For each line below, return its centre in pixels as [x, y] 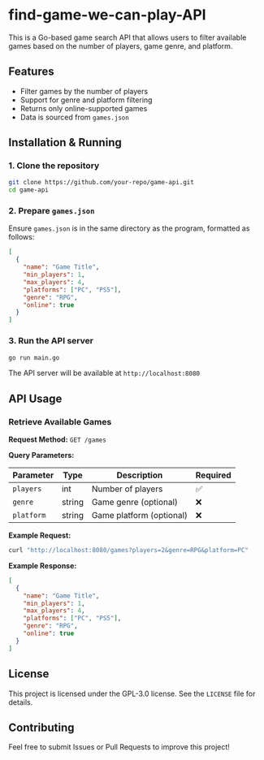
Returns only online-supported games [84, 108]
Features [31, 72]
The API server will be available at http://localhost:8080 [104, 373]
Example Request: [40, 535]
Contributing [41, 727]
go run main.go [34, 358]
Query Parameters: [41, 456]
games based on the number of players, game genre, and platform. [121, 45]
